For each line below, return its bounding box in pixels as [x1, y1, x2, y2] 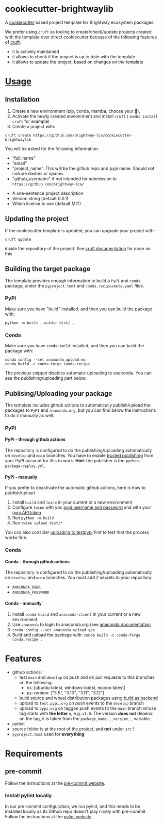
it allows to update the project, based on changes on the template [12, 59, 144, 65]
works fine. [5, 535, 28, 540]
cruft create [5, 133, 32, 138]
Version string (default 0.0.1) [12, 195, 69, 201]
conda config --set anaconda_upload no [5, 357, 86, 362]
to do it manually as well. [5, 412, 55, 418]
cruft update [5, 237, 32, 242]
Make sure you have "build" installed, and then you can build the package [5, 306, 153, 312]
